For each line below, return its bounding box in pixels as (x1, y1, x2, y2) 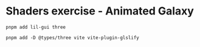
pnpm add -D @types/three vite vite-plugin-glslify (5, 34, 139, 40)
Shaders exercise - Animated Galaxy (5, 4, 194, 18)
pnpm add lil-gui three (5, 24, 66, 30)
